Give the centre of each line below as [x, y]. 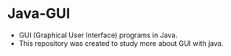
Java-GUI [39, 14]
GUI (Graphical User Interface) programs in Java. [98, 35]
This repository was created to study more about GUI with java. [121, 43]
